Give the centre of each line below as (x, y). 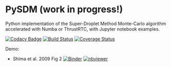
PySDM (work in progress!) (64, 9)
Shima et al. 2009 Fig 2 (37, 59)
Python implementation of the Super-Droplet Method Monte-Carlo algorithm (86, 24)
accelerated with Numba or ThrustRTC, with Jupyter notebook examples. (83, 29)
